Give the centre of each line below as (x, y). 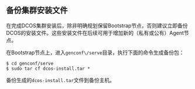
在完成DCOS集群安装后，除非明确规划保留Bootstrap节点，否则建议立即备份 (97, 26)
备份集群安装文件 (37, 10)
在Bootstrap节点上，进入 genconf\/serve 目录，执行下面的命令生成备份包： (95, 52)
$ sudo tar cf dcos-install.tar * (48, 69)
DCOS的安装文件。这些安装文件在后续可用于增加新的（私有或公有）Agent (95, 33)
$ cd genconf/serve (30, 63)
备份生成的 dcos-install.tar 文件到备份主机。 (61, 80)
